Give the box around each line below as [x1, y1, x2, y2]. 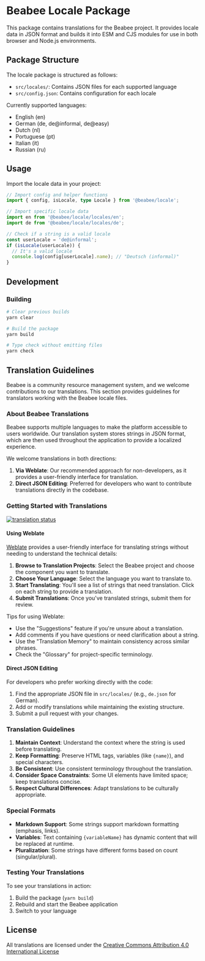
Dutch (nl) [15, 126, 41, 134]
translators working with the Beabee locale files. [6, 394, 128, 402]
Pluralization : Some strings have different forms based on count [15, 846, 178, 854]
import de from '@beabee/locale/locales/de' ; [6, 220, 124, 226]
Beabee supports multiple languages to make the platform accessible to [6, 424, 188, 431]
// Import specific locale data [6, 209, 89, 215]
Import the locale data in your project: [6, 180, 102, 187]
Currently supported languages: [6, 101, 87, 109]
